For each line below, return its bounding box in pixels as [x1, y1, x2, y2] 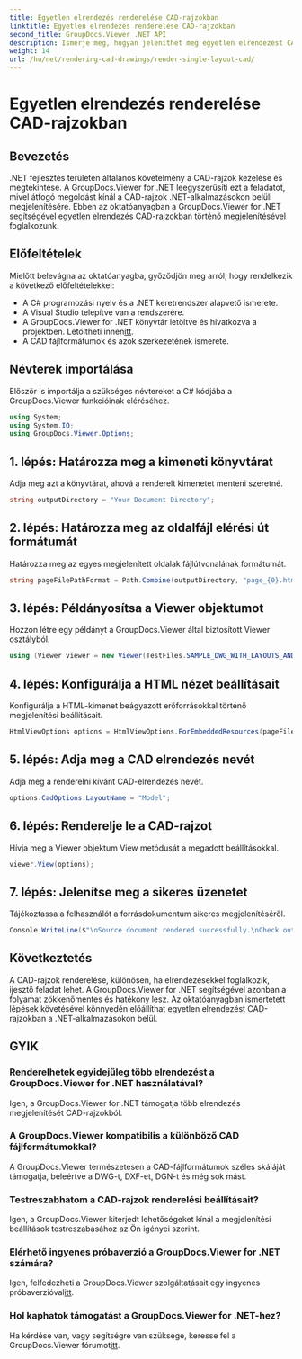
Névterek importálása [9, 362, 134, 377]
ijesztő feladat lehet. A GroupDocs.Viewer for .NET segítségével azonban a [9, 984, 287, 994]
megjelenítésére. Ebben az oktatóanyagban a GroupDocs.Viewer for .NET [9, 202, 281, 211]
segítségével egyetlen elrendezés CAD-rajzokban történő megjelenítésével [9, 211, 286, 221]
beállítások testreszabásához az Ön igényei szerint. [9, 1223, 200, 1234]
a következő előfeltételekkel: [9, 280, 115, 291]
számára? [9, 1257, 54, 1270]
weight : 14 [9, 47, 50, 56]
